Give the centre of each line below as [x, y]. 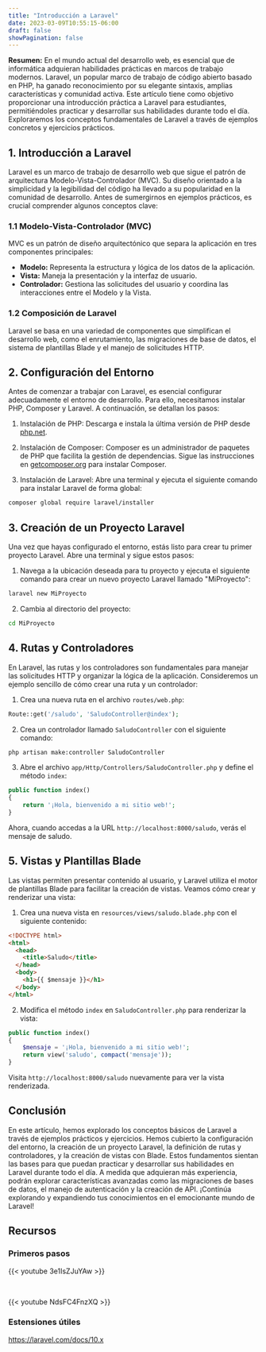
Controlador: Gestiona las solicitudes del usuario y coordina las [124, 284]
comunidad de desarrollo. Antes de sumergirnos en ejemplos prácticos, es [130, 197]
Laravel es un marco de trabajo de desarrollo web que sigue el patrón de [127, 172]
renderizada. [29, 1086]
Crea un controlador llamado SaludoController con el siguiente [123, 729]
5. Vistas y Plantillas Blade [75, 861]
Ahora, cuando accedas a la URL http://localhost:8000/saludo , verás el [127, 828]
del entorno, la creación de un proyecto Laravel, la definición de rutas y [125, 1147]
